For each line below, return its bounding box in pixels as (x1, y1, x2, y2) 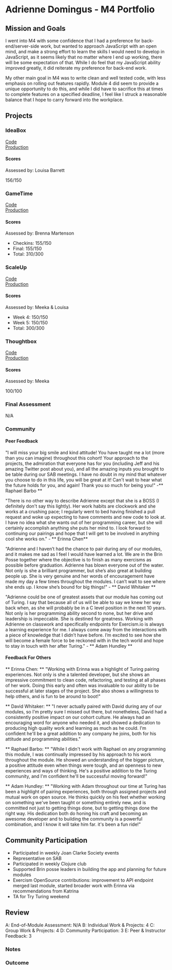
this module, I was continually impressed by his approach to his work (5, 751, 151, 758)
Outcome (5, 959, 29, 966)
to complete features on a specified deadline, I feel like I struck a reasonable (5, 91, 167, 97)
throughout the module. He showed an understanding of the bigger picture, (5, 757, 165, 763)
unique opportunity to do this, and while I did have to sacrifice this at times (5, 86, 163, 92)
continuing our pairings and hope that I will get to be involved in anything (5, 530, 160, 536)
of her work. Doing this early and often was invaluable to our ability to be (5, 683, 159, 689)
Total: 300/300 (12, 325, 45, 331)
